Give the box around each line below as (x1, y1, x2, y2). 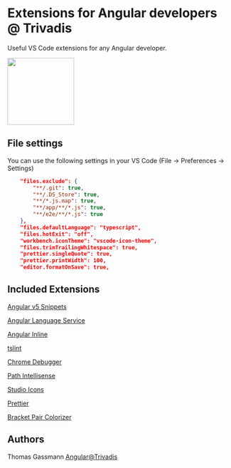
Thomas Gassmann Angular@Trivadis (7, 452, 118, 461)
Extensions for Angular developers (7, 5, 217, 21)
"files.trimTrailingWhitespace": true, (20, 244, 139, 251)
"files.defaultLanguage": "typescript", (20, 224, 141, 231)
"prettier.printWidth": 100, (20, 257, 107, 264)
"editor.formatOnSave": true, (20, 264, 110, 271)
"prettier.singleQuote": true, (20, 251, 113, 258)
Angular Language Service (7, 316, 85, 325)
